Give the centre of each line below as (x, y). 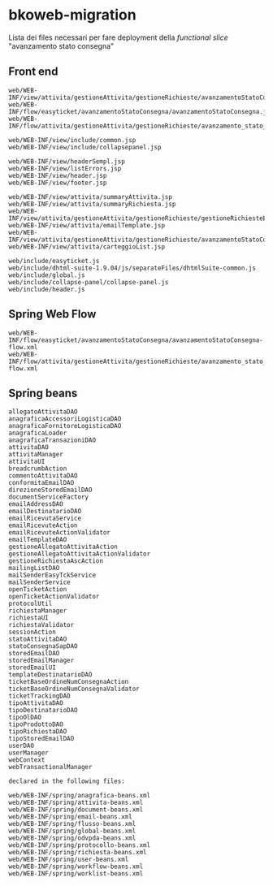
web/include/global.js (47, 275)
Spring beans (43, 393)
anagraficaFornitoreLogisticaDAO (65, 426)
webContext (27, 760)
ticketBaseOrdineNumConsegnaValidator (74, 689)
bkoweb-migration (72, 15)
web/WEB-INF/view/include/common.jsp (72, 140)
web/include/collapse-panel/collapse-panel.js (89, 282)
